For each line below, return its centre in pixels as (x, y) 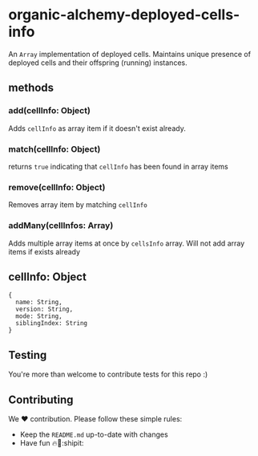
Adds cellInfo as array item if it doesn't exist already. (97, 128)
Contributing (41, 399)
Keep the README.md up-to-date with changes (94, 434)
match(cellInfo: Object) (54, 149)
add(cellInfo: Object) (49, 111)
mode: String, (39, 316)
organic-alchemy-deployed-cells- (124, 15)
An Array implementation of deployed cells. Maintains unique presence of (129, 54)
